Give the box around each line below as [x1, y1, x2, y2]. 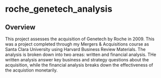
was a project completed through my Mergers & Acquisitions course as [5, 41, 149, 47]
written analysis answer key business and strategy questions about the [5, 57, 149, 62]
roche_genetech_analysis [5, 3, 112, 15]
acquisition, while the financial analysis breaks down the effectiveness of [5, 62, 154, 68]
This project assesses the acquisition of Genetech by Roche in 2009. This [5, 36, 155, 42]
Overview [5, 23, 36, 31]
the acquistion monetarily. [5, 67, 58, 73]
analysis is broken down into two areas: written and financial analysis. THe [5, 52, 157, 57]
